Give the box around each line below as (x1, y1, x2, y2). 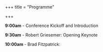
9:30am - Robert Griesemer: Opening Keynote (5, 32, 98, 38)
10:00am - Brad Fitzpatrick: (5, 41, 60, 47)
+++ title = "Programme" (5, 4, 55, 10)
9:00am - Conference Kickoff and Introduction (5, 23, 98, 28)
